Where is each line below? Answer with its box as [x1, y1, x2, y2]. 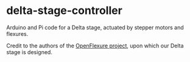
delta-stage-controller [6, 4, 123, 18]
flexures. [6, 30, 29, 37]
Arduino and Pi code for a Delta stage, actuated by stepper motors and [6, 24, 184, 31]
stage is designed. [6, 48, 53, 55]
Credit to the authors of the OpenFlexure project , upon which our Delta [6, 42, 184, 49]
